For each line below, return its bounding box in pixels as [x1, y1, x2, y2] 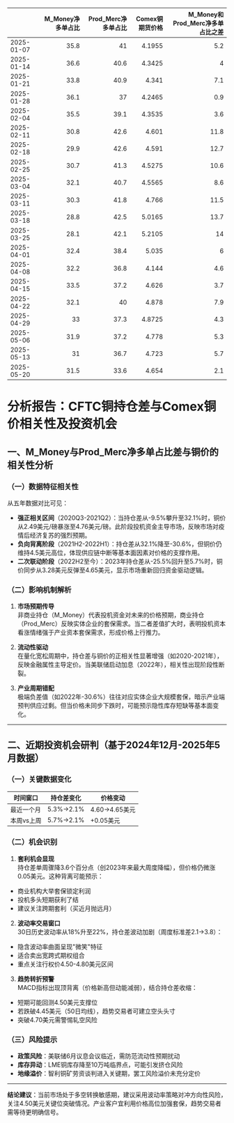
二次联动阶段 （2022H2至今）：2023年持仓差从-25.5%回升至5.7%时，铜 [17, 557, 223, 565]
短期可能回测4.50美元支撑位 [17, 998, 98, 1007]
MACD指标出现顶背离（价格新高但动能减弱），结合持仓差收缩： [17, 983, 198, 991]
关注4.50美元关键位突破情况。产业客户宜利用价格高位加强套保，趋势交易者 [7, 1099, 221, 1108]
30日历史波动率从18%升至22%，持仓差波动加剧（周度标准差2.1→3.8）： [17, 927, 223, 936]
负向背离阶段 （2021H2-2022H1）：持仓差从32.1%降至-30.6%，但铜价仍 [17, 539, 222, 548]
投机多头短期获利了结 [17, 895, 79, 904]
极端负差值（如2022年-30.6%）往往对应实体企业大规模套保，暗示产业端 [17, 692, 225, 701]
